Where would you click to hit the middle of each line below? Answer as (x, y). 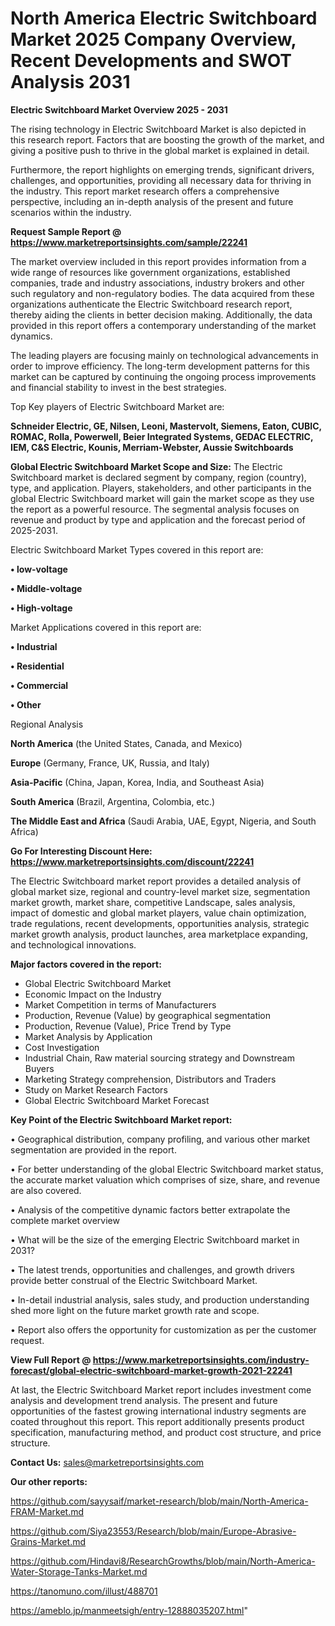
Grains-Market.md (48, 1541)
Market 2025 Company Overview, (153, 39)
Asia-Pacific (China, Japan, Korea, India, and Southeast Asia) (137, 782)
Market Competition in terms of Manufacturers (120, 1004)
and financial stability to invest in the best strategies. (118, 387)
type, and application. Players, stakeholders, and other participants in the (161, 488)
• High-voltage (41, 608)
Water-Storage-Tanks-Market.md (79, 1571)
